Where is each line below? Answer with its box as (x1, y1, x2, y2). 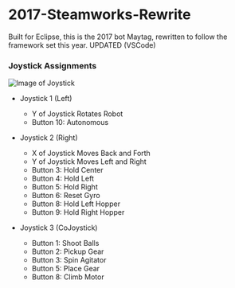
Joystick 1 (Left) (19, 94, 72, 103)
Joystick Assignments (8, 60, 97, 71)
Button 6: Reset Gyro (31, 191, 101, 200)
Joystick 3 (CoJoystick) (19, 223, 98, 232)
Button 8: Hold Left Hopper (31, 199, 121, 208)
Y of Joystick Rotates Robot (31, 109, 123, 119)
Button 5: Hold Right (31, 182, 98, 192)
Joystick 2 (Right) (19, 133, 78, 142)
